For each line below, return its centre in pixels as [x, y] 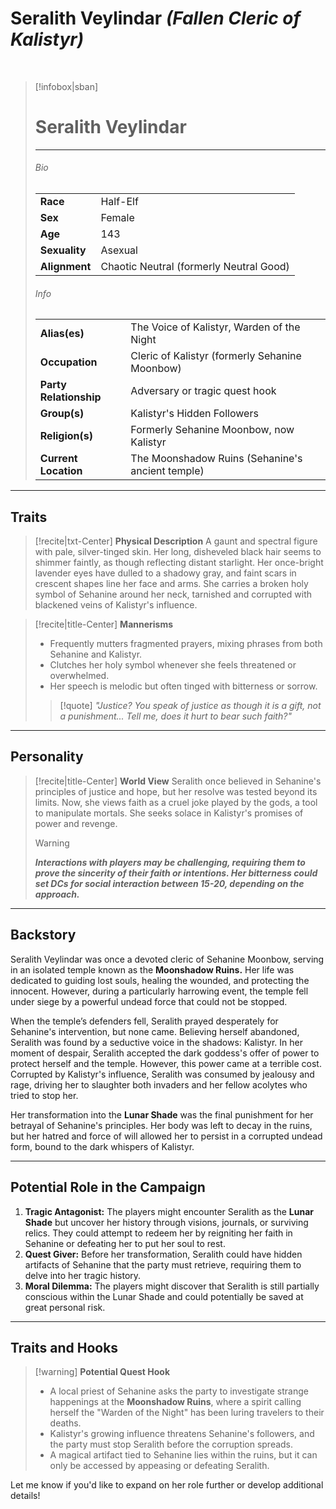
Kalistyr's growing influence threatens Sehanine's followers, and [182, 1434]
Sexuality [63, 250]
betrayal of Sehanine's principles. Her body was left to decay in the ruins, [161, 1125]
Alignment [65, 267]
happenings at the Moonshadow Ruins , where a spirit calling [175, 1402]
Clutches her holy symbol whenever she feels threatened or [173, 665]
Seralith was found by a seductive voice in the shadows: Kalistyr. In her [156, 1042]
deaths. [65, 1423]
